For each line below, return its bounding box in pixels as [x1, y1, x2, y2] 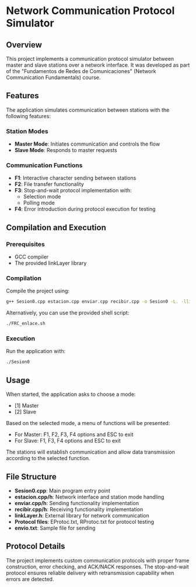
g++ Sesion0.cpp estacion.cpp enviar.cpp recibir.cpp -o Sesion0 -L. [6, 299, 179, 305]
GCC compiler [14, 253, 49, 261]
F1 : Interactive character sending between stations [14, 174, 136, 182]
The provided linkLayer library [14, 260, 87, 267]
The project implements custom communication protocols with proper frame [6, 557, 190, 564]
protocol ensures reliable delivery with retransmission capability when [6, 569, 174, 576]
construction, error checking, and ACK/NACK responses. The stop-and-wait [6, 563, 190, 570]
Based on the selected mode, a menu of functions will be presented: [6, 420, 170, 427]
